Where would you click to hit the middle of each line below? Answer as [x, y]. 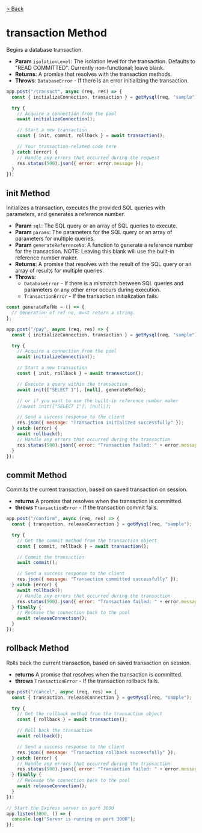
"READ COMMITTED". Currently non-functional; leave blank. [90, 67]
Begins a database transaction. [44, 49]
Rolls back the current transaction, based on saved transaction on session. [99, 663]
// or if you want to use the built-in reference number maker [98, 401]
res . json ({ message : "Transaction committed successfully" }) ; [98, 579]
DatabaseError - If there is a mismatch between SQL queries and [104, 283]
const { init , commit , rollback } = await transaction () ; [91, 136]
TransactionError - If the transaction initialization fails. [91, 296]
